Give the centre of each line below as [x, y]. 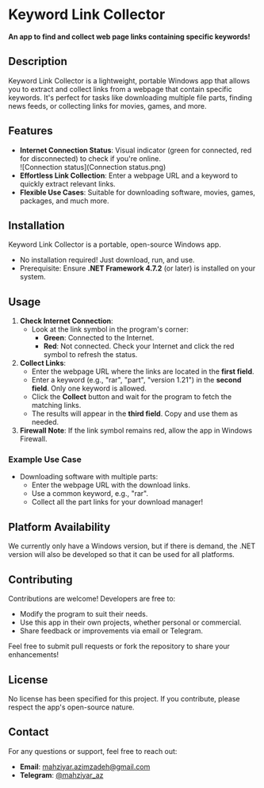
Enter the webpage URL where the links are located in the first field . [143, 371]
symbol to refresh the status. [90, 355]
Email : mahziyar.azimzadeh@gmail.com [85, 767]
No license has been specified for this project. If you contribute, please [124, 698]
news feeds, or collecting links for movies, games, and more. [108, 106]
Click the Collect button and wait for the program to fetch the [132, 397]
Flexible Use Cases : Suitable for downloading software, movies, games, [138, 192]
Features [31, 131]
